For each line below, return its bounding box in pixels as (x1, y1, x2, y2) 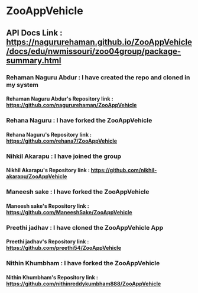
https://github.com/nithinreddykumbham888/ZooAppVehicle (6, 280, 161, 287)
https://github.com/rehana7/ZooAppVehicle (6, 137, 117, 144)
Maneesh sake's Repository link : (6, 202, 90, 210)
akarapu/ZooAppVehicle (6, 173, 67, 180)
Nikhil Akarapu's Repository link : (6, 167, 90, 174)
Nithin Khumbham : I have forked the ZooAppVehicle (6, 259, 160, 268)
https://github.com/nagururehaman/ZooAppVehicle (6, 102, 137, 109)
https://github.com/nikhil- (90, 167, 157, 174)
